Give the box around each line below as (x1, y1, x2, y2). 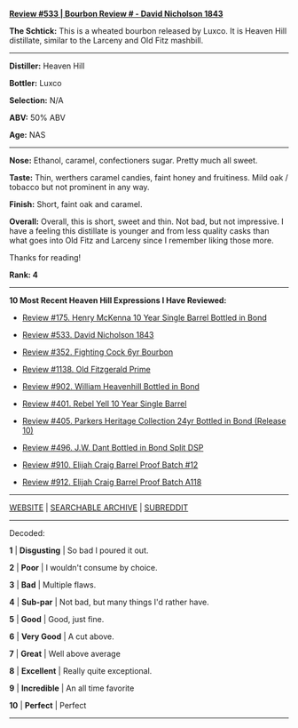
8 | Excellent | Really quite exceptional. (9, 666, 153, 676)
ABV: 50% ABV (9, 112, 67, 123)
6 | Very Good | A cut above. (9, 631, 114, 642)
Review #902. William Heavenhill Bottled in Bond (21, 381, 200, 391)
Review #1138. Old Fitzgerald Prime (21, 364, 151, 374)
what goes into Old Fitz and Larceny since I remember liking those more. (9, 236, 274, 245)
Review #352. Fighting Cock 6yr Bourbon (21, 347, 174, 357)
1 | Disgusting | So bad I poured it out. (9, 545, 149, 556)
